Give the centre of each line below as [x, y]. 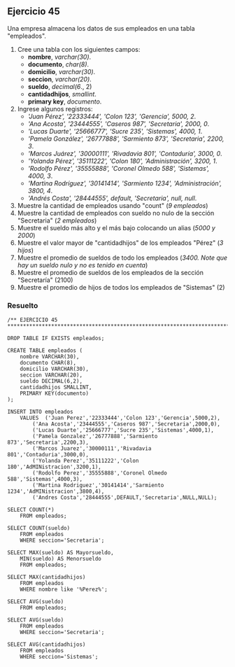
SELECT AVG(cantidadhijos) [47, 645]
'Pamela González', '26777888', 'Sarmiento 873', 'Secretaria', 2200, [126, 139]
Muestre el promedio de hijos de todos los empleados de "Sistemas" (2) [121, 287]
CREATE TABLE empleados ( [45, 351]
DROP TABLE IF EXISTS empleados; [56, 339]
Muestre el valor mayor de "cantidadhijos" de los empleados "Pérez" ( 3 [120, 243]
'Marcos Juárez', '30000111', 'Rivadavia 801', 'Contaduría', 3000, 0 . [125, 153]
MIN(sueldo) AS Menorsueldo [60, 559]
